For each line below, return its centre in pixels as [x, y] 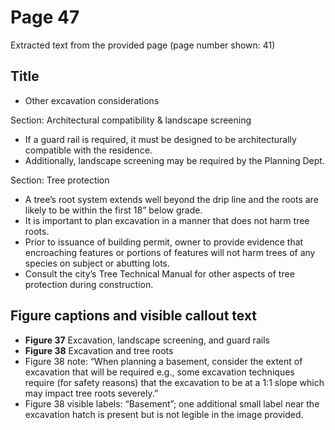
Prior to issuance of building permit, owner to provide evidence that [164, 242]
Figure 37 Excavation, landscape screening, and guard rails [147, 340]
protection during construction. [89, 284]
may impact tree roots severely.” [91, 393]
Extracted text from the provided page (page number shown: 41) [143, 45]
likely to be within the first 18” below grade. [113, 210]
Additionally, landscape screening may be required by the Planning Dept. [174, 160]
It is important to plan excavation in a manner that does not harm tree [167, 220]
